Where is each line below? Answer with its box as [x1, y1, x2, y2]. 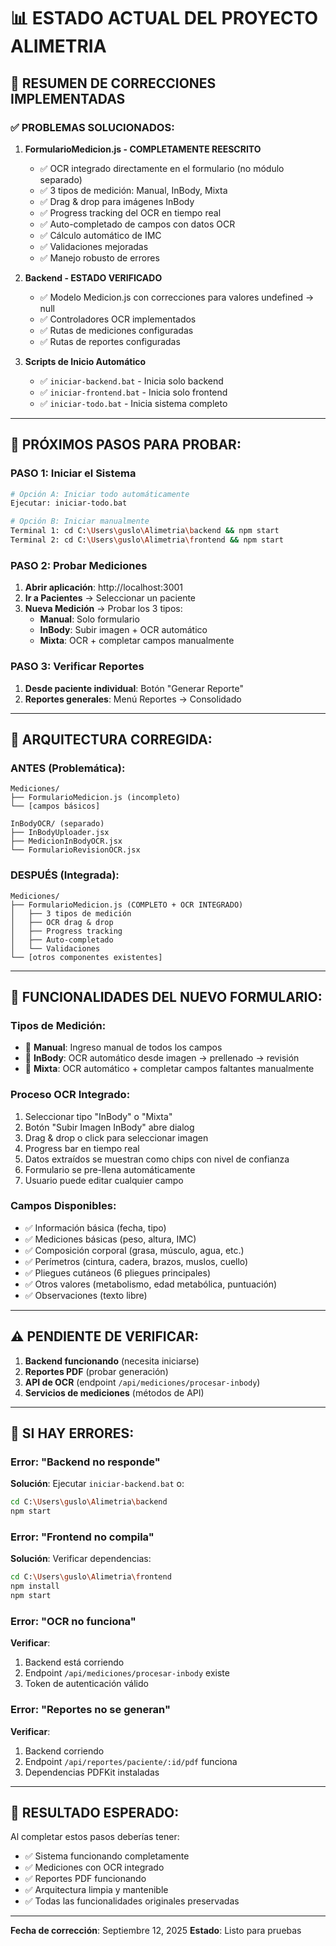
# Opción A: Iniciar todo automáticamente [10, 489, 190, 499]
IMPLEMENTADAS [10, 90, 126, 107]
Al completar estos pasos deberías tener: [10, 1831, 180, 1843]
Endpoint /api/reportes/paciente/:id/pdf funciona [24, 1755, 238, 1767]
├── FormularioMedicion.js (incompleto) [10, 793, 182, 803]
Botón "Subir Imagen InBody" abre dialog [24, 1121, 195, 1133]
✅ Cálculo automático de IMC [39, 229, 162, 241]
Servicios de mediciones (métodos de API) [24, 1386, 205, 1399]
